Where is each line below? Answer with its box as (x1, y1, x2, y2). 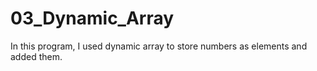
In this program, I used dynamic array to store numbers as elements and (10, 40, 308, 52)
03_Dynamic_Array (10, 7, 175, 30)
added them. (10, 50, 63, 62)
